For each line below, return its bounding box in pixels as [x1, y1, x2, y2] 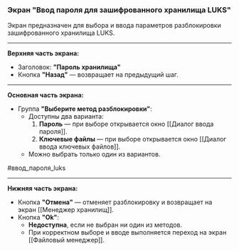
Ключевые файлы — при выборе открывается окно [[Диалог [38, 135, 227, 144]
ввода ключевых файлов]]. [38, 142, 121, 151]
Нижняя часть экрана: [7, 184, 78, 193]
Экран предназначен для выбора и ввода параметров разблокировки [7, 21, 222, 30]
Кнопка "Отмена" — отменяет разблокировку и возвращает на [17, 198, 213, 207]
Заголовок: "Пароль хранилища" [17, 63, 121, 72]
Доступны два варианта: [28, 112, 105, 121]
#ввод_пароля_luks [7, 164, 66, 172]
